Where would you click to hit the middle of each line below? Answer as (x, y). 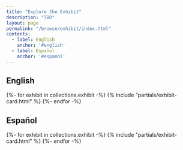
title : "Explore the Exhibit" (44, 12)
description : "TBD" (31, 17)
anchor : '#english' (41, 46)
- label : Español (33, 51)
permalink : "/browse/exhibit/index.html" (59, 28)
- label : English (33, 40)
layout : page (22, 23)
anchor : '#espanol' (41, 56)
